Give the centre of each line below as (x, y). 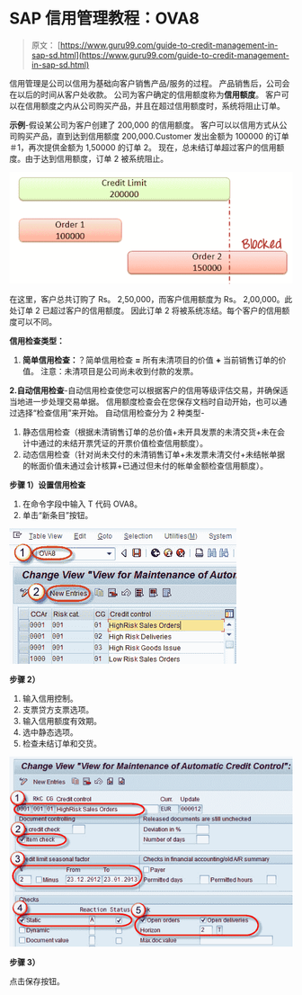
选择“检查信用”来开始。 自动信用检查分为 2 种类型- (111, 412)
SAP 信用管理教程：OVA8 (104, 18)
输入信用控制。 (50, 698)
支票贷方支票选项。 (58, 709)
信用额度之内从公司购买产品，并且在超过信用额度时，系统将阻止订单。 (155, 105)
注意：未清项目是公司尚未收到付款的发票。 (119, 371)
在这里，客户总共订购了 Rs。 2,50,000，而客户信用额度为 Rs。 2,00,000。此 (151, 299)
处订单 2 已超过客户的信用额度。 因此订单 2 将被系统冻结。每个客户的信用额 (150, 310)
